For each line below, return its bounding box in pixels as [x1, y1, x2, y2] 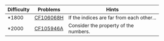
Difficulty [7, 6, 30, 13]
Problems [37, 6, 61, 13]
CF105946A [34, 25, 63, 32]
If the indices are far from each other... [68, 14, 157, 21]
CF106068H [34, 14, 64, 21]
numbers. [68, 28, 90, 35]
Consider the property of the [68, 22, 134, 28]
